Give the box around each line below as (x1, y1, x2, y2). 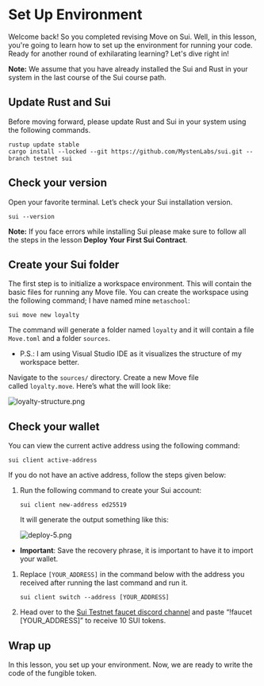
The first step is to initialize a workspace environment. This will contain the (8, 279, 252, 289)
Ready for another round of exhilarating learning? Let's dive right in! (8, 48, 230, 58)
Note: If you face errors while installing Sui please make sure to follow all (8, 227, 247, 236)
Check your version (8, 176, 108, 190)
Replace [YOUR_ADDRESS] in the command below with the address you (19, 570, 245, 579)
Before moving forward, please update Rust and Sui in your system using (8, 117, 247, 126)
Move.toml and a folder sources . (8, 334, 111, 343)
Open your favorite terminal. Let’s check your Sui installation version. (8, 197, 233, 207)
